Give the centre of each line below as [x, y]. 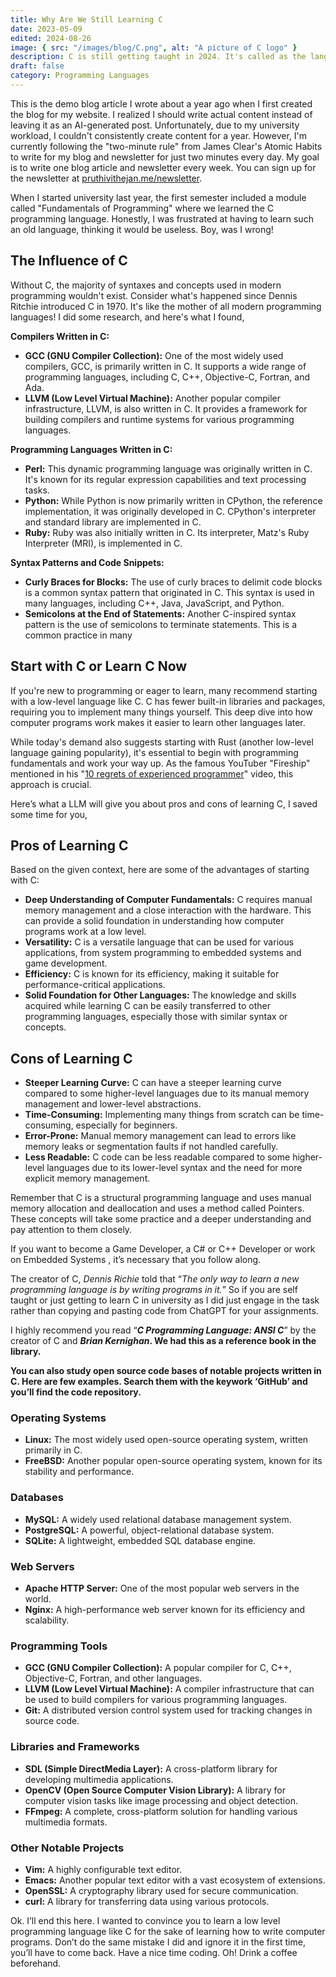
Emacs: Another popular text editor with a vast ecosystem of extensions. [175, 1880]
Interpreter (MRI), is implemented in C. [103, 543]
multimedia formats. [66, 1822]
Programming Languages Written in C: [91, 449]
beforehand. [36, 1963]
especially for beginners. [126, 1125]
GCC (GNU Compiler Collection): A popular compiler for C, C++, [158, 1668]
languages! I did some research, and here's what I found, [127, 317]
